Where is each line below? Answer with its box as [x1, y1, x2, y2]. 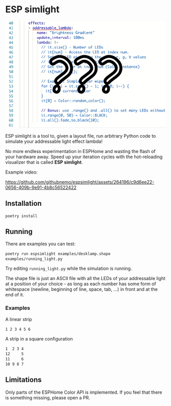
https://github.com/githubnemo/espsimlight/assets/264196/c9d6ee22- [5, 179, 155, 185]
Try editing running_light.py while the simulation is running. [5, 265, 132, 272]
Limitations [5, 375, 42, 384]
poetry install [5, 213, 38, 219]
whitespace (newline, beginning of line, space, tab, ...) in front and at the [5, 286, 158, 292]
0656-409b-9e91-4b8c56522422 [5, 184, 77, 190]
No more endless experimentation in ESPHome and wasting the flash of [5, 148, 156, 154]
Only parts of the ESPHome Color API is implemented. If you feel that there [5, 389, 162, 395]
